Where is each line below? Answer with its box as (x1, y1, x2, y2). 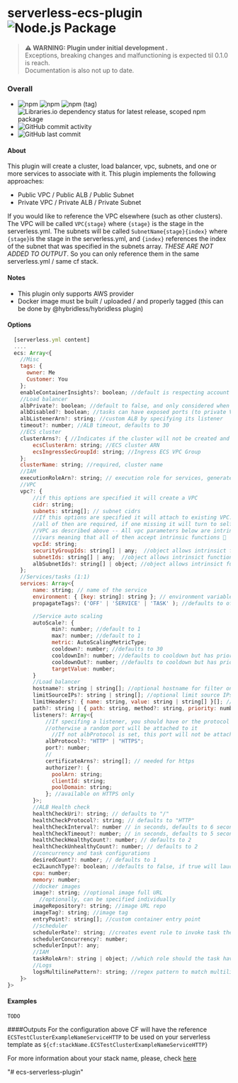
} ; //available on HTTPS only (45, 790, 135, 798)
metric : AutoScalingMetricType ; (52, 639, 147, 646)
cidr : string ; (33, 501, 74, 508)
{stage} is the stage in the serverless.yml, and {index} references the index (7, 235, 227, 243)
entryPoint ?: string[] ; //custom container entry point (33, 916, 201, 923)
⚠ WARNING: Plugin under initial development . (24, 43, 169, 52)
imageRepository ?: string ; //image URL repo (33, 902, 166, 910)
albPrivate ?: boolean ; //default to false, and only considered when (20, 402, 230, 409)
